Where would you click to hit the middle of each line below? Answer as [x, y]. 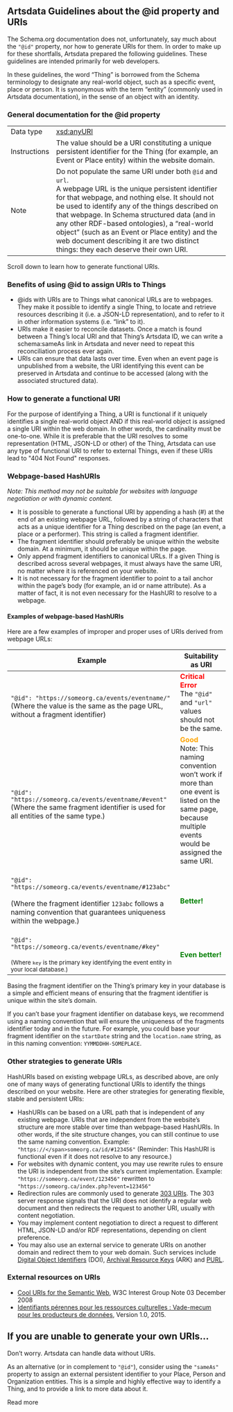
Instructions [30, 152]
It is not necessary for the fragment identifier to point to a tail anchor [115, 578]
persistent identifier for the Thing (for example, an [137, 152]
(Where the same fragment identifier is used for [88, 807]
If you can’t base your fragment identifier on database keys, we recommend [115, 1014]
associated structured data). [58, 381]
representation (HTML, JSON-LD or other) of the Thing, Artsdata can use [112, 443]
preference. [34, 1237]
